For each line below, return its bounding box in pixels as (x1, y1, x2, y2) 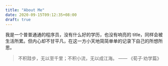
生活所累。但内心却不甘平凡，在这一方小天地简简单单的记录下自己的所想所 (5, 38, 163, 44)
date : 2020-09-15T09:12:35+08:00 (5, 12, 77, 17)
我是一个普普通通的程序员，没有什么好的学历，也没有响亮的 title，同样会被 (5, 32, 163, 38)
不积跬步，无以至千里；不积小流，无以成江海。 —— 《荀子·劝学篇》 (17, 55, 162, 61)
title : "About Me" (5, 7, 45, 13)
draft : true (5, 17, 31, 22)
